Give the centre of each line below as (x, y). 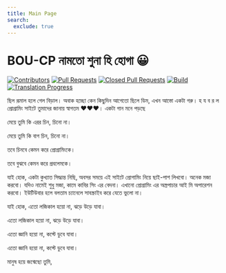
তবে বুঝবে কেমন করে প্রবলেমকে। (40, 163)
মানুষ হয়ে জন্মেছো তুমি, (30, 262)
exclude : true (33, 26)
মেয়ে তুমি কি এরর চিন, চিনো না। (39, 122)
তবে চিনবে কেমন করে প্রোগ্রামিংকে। (41, 150)
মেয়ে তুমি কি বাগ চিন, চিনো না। (39, 136)
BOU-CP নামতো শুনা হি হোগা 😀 (78, 60)
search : (18, 20)
